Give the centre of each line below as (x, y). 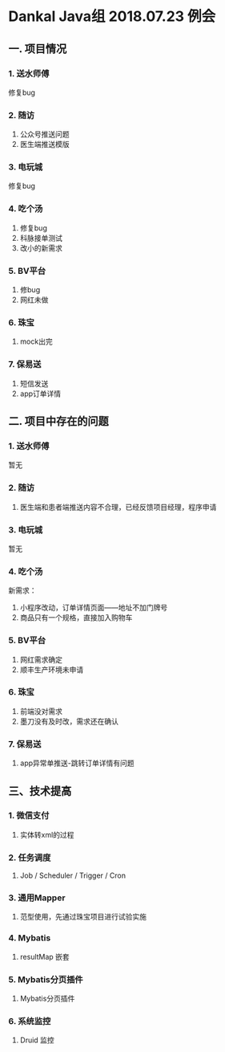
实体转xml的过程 (47, 834)
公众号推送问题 (44, 134)
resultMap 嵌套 (44, 956)
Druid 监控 (37, 1040)
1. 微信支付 (29, 816)
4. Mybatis (30, 938)
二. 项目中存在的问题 (59, 421)
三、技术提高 (40, 791)
